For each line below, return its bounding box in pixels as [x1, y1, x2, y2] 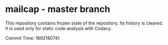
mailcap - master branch [5, 3, 110, 15]
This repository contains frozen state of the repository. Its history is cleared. [5, 20, 163, 26]
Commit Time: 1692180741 [5, 35, 60, 41]
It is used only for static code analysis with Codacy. [5, 25, 112, 31]
